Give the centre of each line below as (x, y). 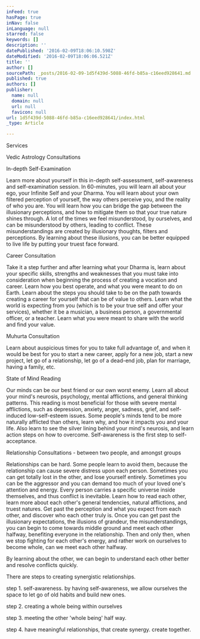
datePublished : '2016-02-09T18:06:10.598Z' (61, 51)
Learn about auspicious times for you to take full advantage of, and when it (98, 348)
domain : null (28, 101)
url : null (24, 106)
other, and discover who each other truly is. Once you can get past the (93, 516)
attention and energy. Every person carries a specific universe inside (91, 490)
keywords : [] (22, 40)
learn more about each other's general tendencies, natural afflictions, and (97, 503)
